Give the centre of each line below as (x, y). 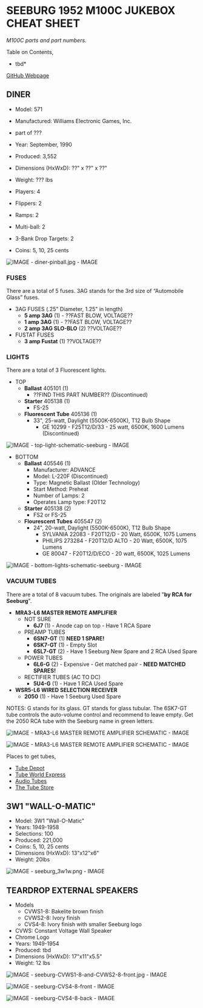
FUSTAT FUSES (35, 335)
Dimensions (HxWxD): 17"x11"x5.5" (58, 956)
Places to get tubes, (31, 756)
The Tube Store (35, 787)
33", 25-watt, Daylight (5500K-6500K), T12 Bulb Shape (102, 421)
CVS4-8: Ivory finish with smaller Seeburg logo (83, 924)
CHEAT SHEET (43, 23)
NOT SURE (38, 619)
